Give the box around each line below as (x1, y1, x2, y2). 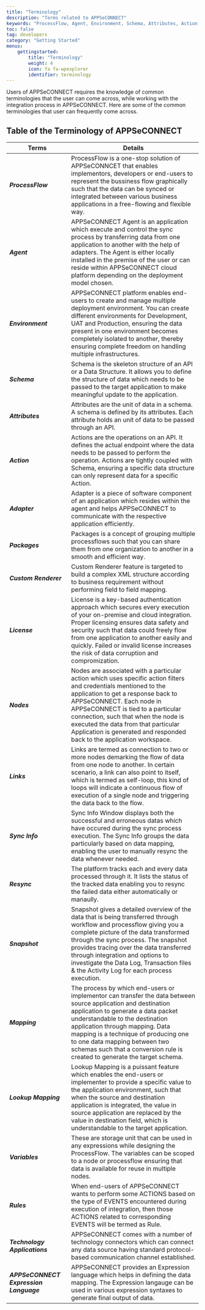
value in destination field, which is (71, 1116, 168, 1125)
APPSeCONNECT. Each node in (71, 697, 162, 705)
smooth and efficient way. (71, 553, 145, 561)
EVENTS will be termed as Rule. (71, 1220, 162, 1229)
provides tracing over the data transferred (71, 943, 191, 952)
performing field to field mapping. (71, 586, 168, 594)
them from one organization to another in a (71, 545, 194, 554)
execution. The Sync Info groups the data (71, 832, 190, 840)
